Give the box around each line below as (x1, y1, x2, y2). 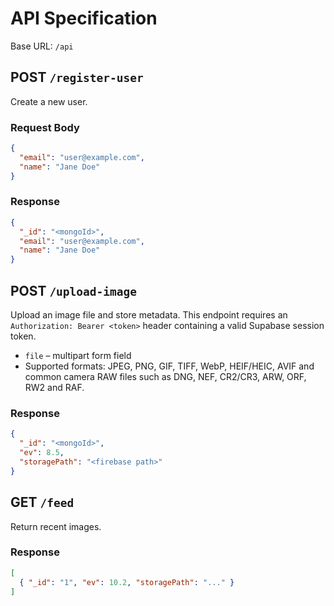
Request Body (10, 120, 80, 134)
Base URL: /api (10, 40, 74, 52)
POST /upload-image (10, 282, 138, 299)
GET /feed (10, 494, 75, 511)
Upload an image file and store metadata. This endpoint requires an (10, 309, 288, 321)
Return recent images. (10, 520, 102, 532)
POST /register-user (10, 69, 144, 86)
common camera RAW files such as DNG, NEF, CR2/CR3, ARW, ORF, (24, 371, 307, 383)
